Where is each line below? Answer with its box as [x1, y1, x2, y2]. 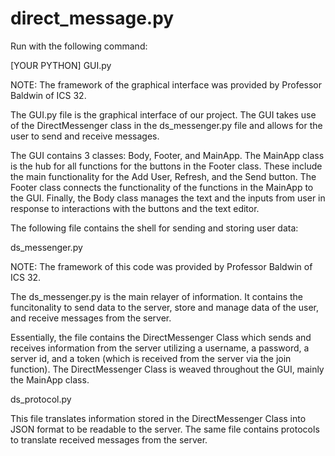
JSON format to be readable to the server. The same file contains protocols [10, 423, 320, 435]
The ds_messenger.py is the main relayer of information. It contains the [10, 290, 303, 302]
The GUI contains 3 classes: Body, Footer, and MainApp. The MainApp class [10, 149, 325, 161]
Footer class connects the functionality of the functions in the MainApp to [10, 181, 314, 193]
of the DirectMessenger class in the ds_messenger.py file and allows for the [10, 119, 323, 131]
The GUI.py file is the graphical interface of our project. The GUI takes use [10, 108, 317, 121]
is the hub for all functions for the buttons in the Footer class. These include [10, 160, 323, 172]
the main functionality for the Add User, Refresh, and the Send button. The [10, 170, 317, 182]
